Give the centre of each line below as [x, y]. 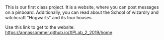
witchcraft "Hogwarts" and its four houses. [49, 18]
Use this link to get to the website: [40, 27]
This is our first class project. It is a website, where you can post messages [82, 7]
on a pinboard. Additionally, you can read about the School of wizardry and [82, 12]
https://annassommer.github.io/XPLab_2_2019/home [59, 32]
